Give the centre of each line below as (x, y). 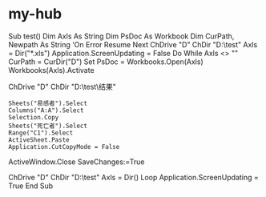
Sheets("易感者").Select (48, 103)
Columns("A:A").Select (46, 110)
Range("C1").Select (41, 133)
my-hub (35, 14)
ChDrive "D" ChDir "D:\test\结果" (62, 86)
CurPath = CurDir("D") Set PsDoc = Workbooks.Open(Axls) (106, 62)
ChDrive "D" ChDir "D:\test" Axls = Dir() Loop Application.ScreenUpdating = (133, 177)
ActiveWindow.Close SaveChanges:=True (77, 162)
